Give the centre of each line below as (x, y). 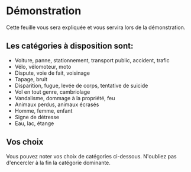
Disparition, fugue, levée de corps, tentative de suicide (81, 85)
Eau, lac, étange (34, 123)
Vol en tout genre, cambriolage (52, 92)
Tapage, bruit (31, 79)
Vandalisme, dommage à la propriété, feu (65, 98)
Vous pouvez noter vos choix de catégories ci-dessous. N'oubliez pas (91, 156)
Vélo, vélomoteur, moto (43, 66)
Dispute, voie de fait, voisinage (52, 73)
